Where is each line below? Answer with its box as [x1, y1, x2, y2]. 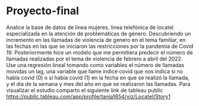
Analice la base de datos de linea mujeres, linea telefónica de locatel [6, 24, 174, 31]
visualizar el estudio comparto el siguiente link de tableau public [6, 86, 163, 94]
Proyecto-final [6, 4, 79, 18]
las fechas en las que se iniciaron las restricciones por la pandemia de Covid [6, 43, 194, 50]
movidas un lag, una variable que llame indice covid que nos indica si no [6, 68, 183, 75]
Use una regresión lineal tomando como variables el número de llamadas [6, 61, 185, 69]
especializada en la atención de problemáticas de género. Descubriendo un [6, 30, 191, 37]
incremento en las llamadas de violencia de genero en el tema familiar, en [6, 36, 186, 43]
